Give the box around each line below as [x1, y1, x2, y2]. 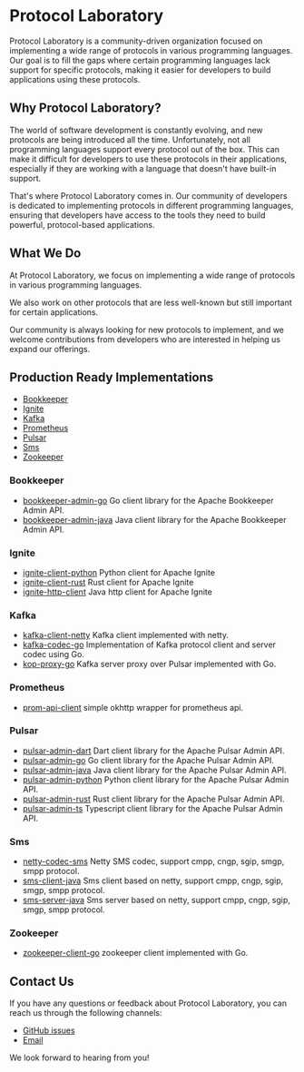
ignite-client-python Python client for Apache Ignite [22, 566, 216, 577]
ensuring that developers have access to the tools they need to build [9, 210, 266, 221]
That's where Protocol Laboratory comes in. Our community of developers [9, 190, 288, 201]
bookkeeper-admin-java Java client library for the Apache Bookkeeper [22, 514, 287, 525]
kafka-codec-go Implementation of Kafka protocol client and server [22, 639, 277, 650]
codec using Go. [22, 649, 84, 660]
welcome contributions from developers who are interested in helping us [9, 333, 281, 345]
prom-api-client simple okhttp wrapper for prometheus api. [22, 702, 244, 713]
